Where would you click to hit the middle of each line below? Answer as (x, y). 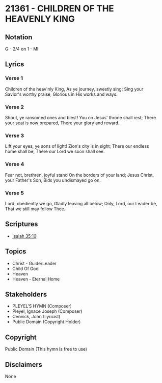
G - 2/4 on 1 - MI (22, 49)
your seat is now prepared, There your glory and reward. (62, 123)
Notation (19, 37)
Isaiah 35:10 (24, 236)
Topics (16, 252)
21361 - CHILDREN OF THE (60, 9)
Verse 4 (15, 164)
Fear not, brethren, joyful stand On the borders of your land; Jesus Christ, (80, 175)
